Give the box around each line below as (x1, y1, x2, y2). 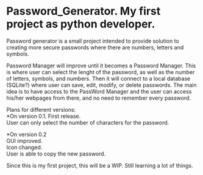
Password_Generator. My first (6, 4, 161, 18)
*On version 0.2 (6, 131, 47, 138)
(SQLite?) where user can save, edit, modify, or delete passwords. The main (6, 81, 197, 89)
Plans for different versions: (6, 106, 76, 113)
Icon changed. (6, 143, 43, 151)
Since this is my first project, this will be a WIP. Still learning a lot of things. (6, 162, 193, 169)
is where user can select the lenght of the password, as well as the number (6, 68, 195, 75)
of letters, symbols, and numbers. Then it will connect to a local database (6, 75, 191, 82)
